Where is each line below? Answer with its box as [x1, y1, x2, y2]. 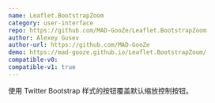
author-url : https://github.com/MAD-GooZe [8, 41, 150, 49]
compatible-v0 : [8, 56, 58, 64]
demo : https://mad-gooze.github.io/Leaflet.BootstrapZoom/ [8, 48, 207, 56]
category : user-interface [8, 19, 93, 27]
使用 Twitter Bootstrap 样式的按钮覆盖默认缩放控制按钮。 [8, 86, 194, 95]
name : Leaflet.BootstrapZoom [8, 11, 104, 20]
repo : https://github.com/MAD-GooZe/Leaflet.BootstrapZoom [8, 26, 207, 34]
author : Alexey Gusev [8, 33, 80, 42]
